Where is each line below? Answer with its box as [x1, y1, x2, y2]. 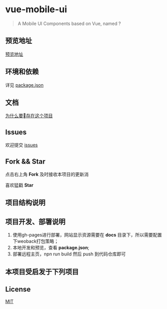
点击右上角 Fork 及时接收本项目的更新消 [5, 171, 89, 177]
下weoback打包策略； [12, 238, 59, 244]
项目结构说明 [5, 198, 46, 207]
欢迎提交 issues [5, 142, 38, 148]
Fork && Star [5, 157, 46, 166]
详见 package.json [5, 82, 44, 88]
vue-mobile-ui [5, 4, 68, 15]
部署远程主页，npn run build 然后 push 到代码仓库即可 [12, 251, 126, 257]
